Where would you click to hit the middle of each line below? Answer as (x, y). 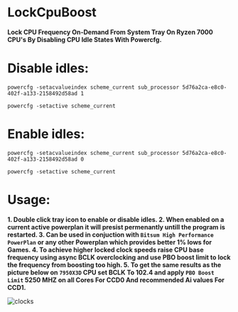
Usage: (29, 200)
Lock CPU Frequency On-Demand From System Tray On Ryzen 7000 (110, 32)
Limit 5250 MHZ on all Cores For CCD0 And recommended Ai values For (116, 280)
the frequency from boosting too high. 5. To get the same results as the (114, 264)
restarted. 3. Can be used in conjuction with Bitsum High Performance (111, 235)
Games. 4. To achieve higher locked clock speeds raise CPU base (106, 249)
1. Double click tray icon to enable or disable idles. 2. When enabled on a (116, 219)
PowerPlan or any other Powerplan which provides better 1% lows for (110, 242)
